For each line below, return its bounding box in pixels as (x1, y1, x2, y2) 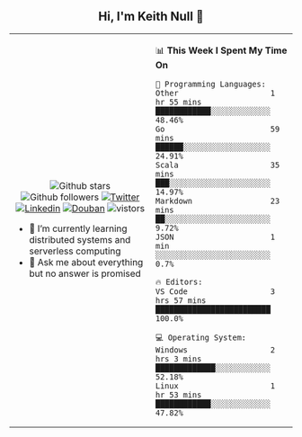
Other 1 (155, 87, 276, 98)
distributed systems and (29, 234, 131, 246)
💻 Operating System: (155, 332, 247, 343)
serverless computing (29, 245, 121, 257)
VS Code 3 (155, 286, 276, 297)
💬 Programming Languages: (155, 78, 267, 89)
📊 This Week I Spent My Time (155, 44, 288, 57)
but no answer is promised (29, 267, 141, 280)
